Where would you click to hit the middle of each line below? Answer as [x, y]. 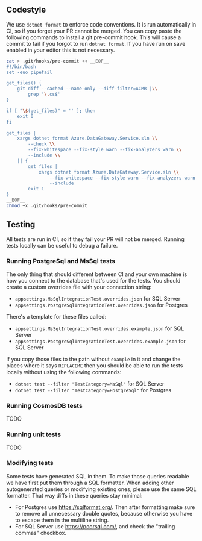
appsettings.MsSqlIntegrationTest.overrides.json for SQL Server [98, 298]
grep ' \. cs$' [44, 95]
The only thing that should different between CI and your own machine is [97, 274]
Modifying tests [30, 463]
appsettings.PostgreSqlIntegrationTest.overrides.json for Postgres [101, 305]
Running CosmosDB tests [44, 405]
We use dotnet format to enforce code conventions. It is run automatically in [101, 24]
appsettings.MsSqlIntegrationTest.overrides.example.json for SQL [99, 328]
